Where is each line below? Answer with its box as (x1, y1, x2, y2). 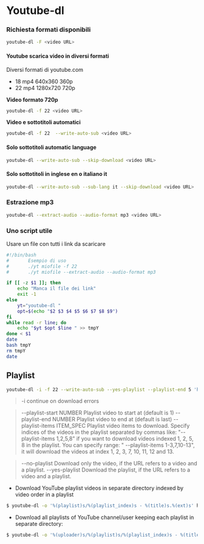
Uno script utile (6, 226, 53, 235)
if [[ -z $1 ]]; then (6, 280, 61, 286)
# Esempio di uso (6, 257, 67, 263)
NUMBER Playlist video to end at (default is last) (52, 416, 172, 423)
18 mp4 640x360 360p (15, 77, 73, 85)
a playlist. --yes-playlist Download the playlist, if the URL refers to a (21, 466, 191, 473)
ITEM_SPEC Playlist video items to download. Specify (56, 422, 190, 430)
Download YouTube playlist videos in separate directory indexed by (15, 484, 184, 492)
